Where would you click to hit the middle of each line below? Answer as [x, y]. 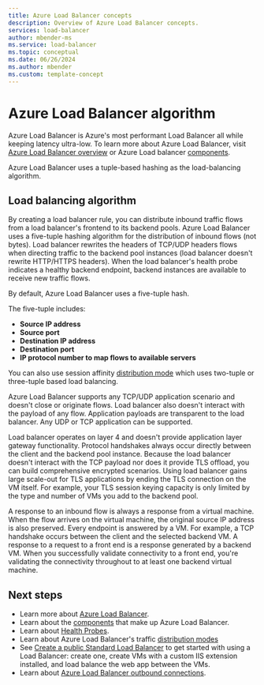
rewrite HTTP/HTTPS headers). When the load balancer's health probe [123, 262]
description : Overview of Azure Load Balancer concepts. [104, 23]
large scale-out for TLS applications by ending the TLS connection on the [127, 480]
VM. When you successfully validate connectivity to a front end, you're [123, 553]
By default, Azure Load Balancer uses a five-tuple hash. [99, 294]
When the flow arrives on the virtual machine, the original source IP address [131, 520]
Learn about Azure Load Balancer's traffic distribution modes [119, 639]
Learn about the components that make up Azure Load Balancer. [125, 623]
